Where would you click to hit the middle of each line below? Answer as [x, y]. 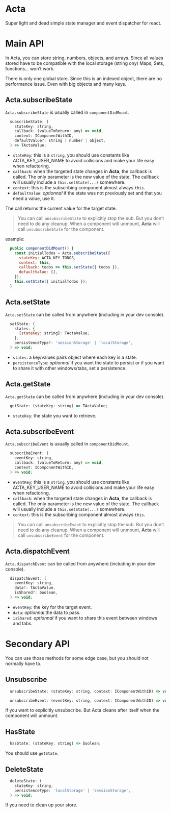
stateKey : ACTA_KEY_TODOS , [47, 258]
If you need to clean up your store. [41, 805]
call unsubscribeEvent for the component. [61, 535]
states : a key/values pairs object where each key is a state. [75, 357]
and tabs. [22, 623]
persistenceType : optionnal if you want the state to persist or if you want [88, 362]
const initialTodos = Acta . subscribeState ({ [62, 253]
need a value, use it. [34, 198]
